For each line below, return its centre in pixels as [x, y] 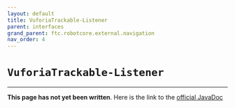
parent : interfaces [36, 26]
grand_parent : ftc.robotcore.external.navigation [81, 33]
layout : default [31, 14]
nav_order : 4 [26, 40]
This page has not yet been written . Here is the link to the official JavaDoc [115, 98]
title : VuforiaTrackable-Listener [58, 20]
